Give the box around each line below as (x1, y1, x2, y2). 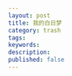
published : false (8, 56, 65, 64)
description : (8, 48, 51, 56)
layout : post (8, 11, 51, 20)
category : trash (8, 26, 61, 34)
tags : (8, 33, 26, 42)
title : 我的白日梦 (8, 19, 63, 27)
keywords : (8, 41, 41, 49)
